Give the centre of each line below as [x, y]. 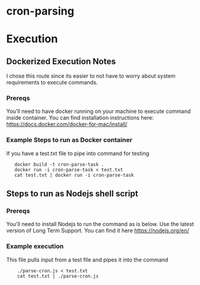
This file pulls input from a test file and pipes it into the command [87, 259]
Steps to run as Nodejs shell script [72, 194]
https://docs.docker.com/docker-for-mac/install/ [67, 124]
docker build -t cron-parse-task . [59, 164]
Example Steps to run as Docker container [69, 140]
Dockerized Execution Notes [61, 61]
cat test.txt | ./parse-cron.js [58, 276]
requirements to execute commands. [52, 83]
